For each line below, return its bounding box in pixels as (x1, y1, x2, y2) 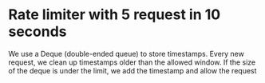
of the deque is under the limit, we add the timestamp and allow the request (8, 65, 257, 75)
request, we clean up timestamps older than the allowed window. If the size (8, 57, 256, 67)
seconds (8, 22, 67, 41)
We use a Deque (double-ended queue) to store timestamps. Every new (8, 49, 245, 58)
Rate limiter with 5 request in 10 (8, 6, 221, 24)
